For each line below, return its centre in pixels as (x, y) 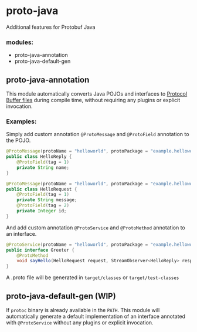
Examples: (21, 121)
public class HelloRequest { (42, 189)
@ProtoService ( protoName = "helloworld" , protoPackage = (77, 245)
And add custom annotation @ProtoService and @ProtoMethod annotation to (96, 228)
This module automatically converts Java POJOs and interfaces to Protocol (97, 94)
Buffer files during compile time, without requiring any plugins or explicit (93, 100)
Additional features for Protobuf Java (51, 27)
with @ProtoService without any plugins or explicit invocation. (80, 323)
